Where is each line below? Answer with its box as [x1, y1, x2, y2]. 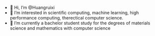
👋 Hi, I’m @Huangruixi [9, 5, 55, 10]
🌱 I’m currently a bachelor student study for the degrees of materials [9, 20, 151, 26]
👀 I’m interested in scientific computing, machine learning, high [9, 10, 139, 16]
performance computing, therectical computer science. [9, 15, 123, 20]
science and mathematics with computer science [9, 25, 111, 31]
